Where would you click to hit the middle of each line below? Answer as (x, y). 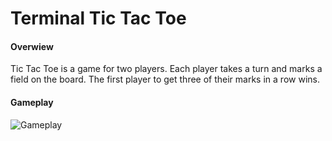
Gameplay (32, 102)
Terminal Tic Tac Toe (98, 18)
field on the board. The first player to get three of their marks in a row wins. (165, 79)
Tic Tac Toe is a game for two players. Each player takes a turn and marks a (166, 69)
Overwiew (32, 46)
